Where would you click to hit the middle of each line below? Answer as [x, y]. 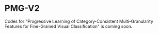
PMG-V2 [22, 8]
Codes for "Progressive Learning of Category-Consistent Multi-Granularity [79, 21]
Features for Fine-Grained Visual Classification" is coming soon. [69, 26]
